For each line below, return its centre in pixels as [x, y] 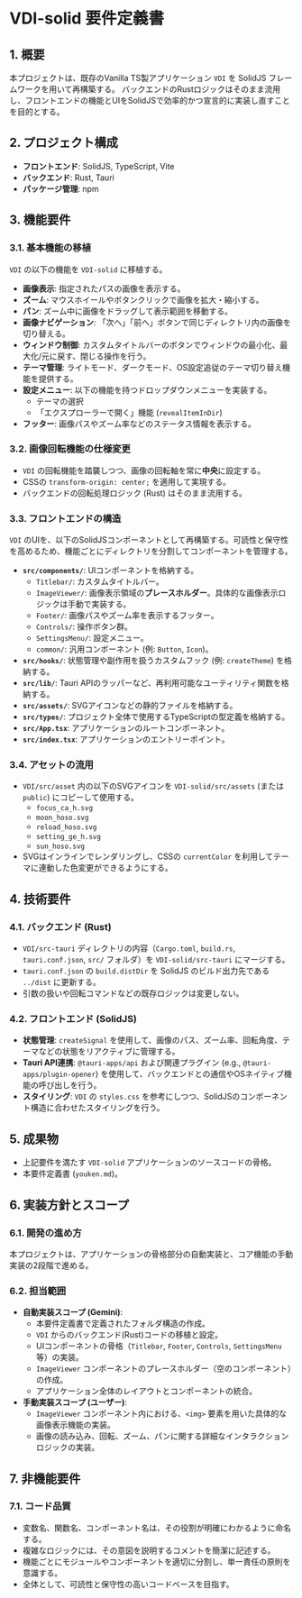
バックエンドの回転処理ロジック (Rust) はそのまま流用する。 [135, 493]
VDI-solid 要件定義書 [87, 18]
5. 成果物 [34, 1139]
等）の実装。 [59, 1357]
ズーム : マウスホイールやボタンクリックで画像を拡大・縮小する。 [143, 299]
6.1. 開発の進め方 [46, 1233]
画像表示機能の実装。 [75, 1425]
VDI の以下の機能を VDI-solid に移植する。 [88, 269]
